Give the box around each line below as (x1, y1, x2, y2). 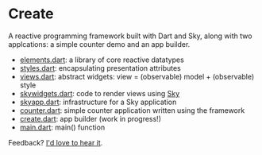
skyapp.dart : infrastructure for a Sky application (19, 97, 177, 107)
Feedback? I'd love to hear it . (8, 138, 103, 147)
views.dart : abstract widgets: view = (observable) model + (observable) (19, 72, 255, 81)
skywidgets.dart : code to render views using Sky (19, 88, 180, 98)
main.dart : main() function (19, 122, 106, 132)
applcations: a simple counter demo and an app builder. (8, 39, 191, 48)
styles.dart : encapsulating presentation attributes (19, 63, 181, 72)
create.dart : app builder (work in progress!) (19, 114, 161, 123)
